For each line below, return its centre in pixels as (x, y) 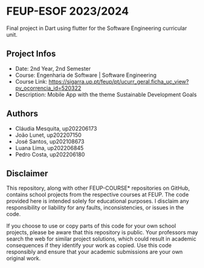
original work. (24, 258)
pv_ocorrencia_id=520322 (48, 88)
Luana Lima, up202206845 (49, 148)
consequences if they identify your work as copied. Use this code (89, 245)
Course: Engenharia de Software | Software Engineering (86, 75)
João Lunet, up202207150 (48, 135)
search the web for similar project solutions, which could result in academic (101, 239)
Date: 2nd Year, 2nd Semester (53, 68)
